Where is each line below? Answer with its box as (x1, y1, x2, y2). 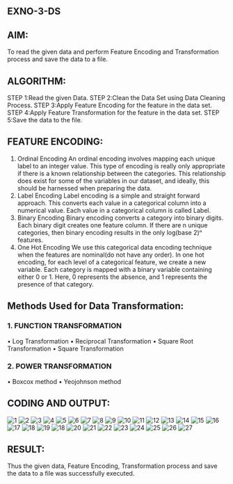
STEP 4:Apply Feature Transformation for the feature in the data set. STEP (7, 108, 220, 117)
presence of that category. (17, 280, 94, 288)
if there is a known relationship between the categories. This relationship (17, 169, 226, 177)
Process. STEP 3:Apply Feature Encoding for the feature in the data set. (7, 101, 212, 110)
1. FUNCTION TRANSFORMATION (7, 321, 122, 331)
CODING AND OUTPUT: (7, 398, 111, 410)
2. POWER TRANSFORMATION (7, 362, 113, 371)
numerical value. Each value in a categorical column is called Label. (17, 206, 211, 214)
